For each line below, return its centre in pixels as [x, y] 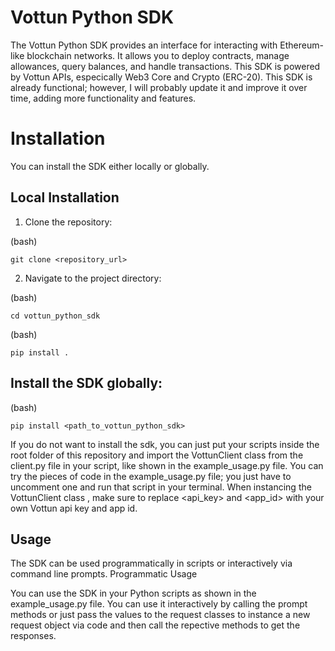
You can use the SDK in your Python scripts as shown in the [133, 593]
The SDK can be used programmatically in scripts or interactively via [151, 563]
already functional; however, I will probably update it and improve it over [159, 87]
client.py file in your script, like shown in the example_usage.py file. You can [167, 465]
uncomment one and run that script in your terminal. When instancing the [161, 487]
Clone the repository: [68, 222]
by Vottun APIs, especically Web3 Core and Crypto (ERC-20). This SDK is [161, 77]
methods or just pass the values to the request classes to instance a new [160, 615]
